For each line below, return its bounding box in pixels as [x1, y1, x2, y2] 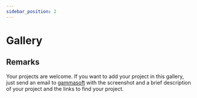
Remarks [6, 57, 40, 67]
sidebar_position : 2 [6, 8, 57, 15]
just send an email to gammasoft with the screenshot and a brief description [6, 79, 192, 86]
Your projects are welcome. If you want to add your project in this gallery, [6, 73, 184, 80]
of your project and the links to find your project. [6, 85, 124, 92]
